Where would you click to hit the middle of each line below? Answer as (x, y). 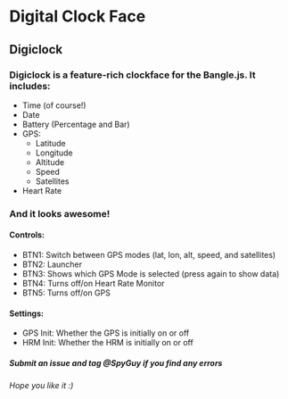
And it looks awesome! (60, 213)
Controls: (27, 235)
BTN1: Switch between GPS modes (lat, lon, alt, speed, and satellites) (149, 255)
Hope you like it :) (41, 386)
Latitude (50, 143)
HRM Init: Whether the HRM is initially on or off (107, 343)
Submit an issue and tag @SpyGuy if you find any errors (116, 362)
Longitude (54, 153)
